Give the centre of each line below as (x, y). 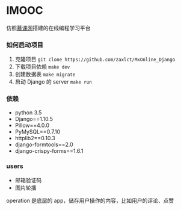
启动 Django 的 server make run (53, 82)
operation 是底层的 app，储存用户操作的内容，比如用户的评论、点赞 (90, 200)
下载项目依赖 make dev (42, 67)
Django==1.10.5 (34, 119)
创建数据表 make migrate (45, 74)
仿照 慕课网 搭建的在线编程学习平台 (48, 28)
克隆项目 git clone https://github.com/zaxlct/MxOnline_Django (95, 59)
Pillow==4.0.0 (32, 125)
